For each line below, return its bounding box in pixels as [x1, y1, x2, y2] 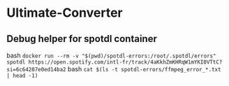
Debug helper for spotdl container [6, 33, 158, 45]
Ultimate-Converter [6, 5, 123, 21]
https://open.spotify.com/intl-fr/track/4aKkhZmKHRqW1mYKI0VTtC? [28, 59, 223, 66]
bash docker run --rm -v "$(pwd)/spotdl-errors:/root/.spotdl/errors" [6, 51, 217, 59]
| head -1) [6, 72, 38, 79]
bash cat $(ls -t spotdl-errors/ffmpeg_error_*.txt [67, 65, 221, 73]
